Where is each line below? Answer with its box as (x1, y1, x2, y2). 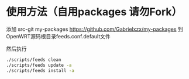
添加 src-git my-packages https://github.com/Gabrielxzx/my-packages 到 (6, 26, 183, 33)
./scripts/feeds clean (6, 56, 61, 63)
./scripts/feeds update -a (6, 62, 72, 68)
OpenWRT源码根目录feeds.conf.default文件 (6, 33, 111, 39)
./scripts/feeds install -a (6, 67, 75, 73)
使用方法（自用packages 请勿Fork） (6, 5, 183, 19)
